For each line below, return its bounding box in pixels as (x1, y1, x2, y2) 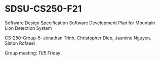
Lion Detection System (5, 25, 52, 31)
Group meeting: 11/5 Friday (5, 50, 61, 56)
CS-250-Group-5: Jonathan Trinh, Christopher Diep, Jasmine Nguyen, (5, 35, 151, 41)
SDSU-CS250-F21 (5, 3, 82, 15)
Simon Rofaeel (5, 40, 35, 46)
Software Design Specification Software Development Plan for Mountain (5, 20, 155, 26)
